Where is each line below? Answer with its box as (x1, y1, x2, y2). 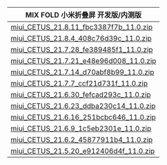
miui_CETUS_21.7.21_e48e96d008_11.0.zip (10, 56, 157, 65)
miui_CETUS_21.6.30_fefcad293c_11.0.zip (10, 90, 151, 99)
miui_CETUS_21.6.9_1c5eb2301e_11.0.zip (10, 124, 152, 133)
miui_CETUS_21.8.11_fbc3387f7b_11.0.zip (10, 22, 153, 32)
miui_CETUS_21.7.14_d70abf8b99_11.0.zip (10, 67, 155, 77)
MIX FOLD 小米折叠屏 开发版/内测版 (25, 10, 141, 19)
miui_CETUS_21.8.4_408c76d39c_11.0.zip (10, 34, 152, 43)
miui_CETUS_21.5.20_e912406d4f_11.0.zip (10, 146, 155, 155)
